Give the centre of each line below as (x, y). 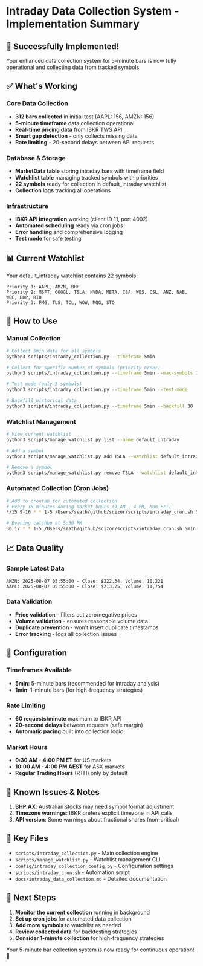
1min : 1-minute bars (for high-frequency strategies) (79, 690)
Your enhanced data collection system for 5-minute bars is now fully (91, 61)
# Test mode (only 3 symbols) (44, 384)
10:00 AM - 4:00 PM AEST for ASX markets (70, 767)
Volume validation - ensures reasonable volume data (82, 621)
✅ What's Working (42, 86)
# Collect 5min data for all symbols (54, 351)
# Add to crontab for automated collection (62, 501)
